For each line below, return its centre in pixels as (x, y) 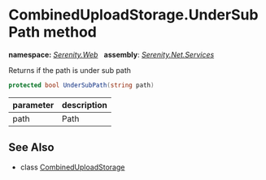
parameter (33, 105)
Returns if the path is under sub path (70, 70)
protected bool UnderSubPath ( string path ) (81, 85)
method (70, 32)
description (85, 105)
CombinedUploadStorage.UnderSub (133, 15)
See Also (31, 148)
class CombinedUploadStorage (72, 167)
